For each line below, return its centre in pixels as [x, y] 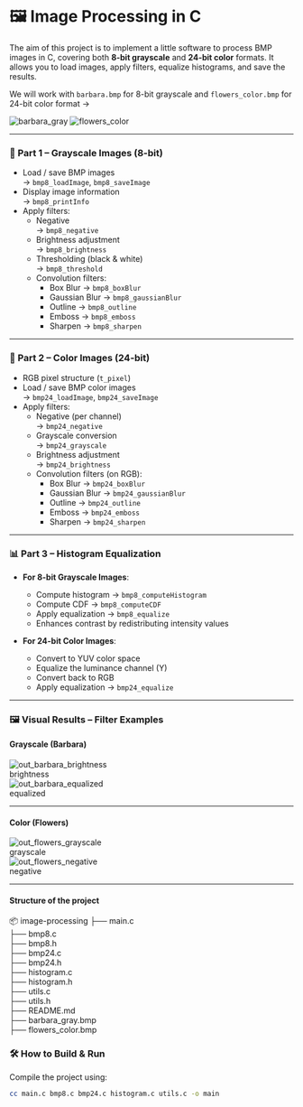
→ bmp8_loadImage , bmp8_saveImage [86, 182]
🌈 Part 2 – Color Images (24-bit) [80, 358]
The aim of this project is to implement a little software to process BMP [141, 47]
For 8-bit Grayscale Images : [75, 577]
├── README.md [42, 1010]
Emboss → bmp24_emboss [94, 512]
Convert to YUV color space [88, 658]
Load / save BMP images [69, 172]
